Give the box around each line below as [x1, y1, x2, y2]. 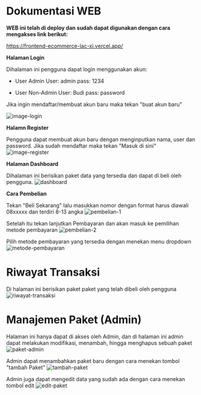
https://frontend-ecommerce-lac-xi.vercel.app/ [6, 42, 123, 49]
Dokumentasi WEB [6, 4, 101, 18]
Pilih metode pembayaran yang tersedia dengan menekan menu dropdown [6, 238, 191, 245]
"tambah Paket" [6, 364, 46, 371]
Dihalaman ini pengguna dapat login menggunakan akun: [6, 65, 147, 73]
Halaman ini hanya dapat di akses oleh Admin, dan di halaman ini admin [6, 333, 184, 340]
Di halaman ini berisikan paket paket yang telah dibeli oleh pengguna [6, 285, 177, 292]
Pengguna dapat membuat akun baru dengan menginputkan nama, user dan [6, 136, 196, 143]
